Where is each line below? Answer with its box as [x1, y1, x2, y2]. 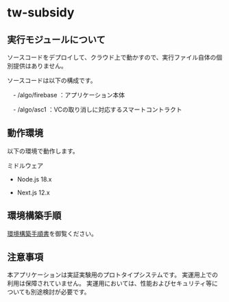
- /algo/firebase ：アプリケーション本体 [12, 91, 125, 99]
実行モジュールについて [7, 34, 106, 45]
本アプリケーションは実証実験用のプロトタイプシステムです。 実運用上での [7, 270, 218, 279]
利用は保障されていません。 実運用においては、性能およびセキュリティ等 [7, 279, 213, 288]
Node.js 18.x [16, 175, 52, 183]
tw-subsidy [7, 5, 75, 21]
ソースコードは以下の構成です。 [7, 77, 97, 84]
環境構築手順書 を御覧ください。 [7, 229, 97, 238]
